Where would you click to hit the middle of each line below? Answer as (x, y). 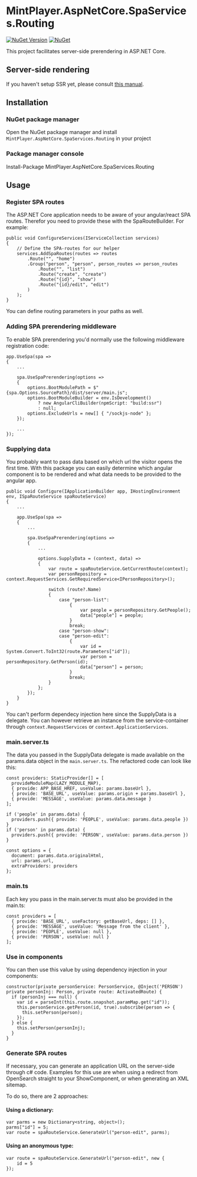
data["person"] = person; (112, 667)
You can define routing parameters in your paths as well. (75, 311)
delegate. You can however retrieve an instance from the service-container (97, 720)
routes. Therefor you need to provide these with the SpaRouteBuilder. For (95, 221)
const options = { (29, 851)
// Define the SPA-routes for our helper (68, 249)
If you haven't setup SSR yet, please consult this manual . (75, 84)
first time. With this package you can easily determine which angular (89, 468)
